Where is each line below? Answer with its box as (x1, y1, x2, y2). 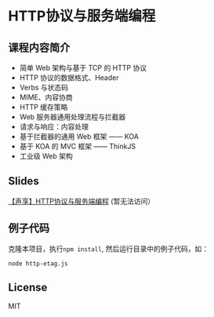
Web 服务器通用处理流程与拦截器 (19, 112, 126, 122)
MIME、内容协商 (19, 93, 73, 102)
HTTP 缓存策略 (19, 103, 68, 111)
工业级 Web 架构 (19, 151, 73, 161)
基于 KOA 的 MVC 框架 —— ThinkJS (19, 142, 136, 151)
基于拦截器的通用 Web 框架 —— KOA (19, 132, 140, 141)
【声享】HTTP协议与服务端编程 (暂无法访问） (8, 196, 155, 206)
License (8, 281, 48, 294)
